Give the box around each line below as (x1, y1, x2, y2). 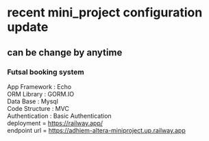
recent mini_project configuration (7, 5, 203, 21)
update (7, 19, 49, 35)
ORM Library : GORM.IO (7, 90, 74, 98)
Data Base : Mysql (7, 97, 58, 105)
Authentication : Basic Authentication (7, 112, 112, 120)
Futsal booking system (7, 67, 84, 77)
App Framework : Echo (7, 82, 72, 90)
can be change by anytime (7, 47, 123, 58)
